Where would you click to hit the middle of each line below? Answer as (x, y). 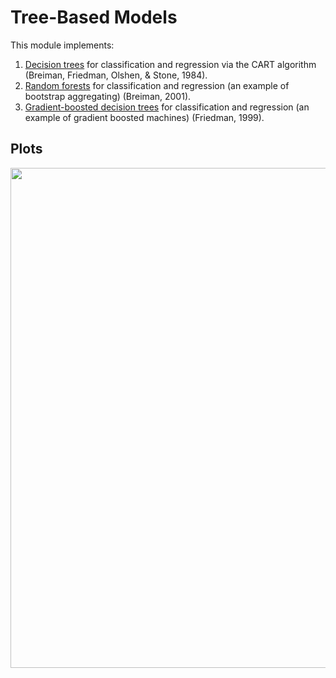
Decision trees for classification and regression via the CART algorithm (170, 64)
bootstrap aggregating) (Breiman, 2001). (108, 96)
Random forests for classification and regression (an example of (157, 85)
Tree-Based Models (94, 17)
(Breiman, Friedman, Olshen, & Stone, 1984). (116, 75)
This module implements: (62, 45)
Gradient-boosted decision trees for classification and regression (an (167, 107)
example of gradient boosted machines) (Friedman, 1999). (144, 117)
